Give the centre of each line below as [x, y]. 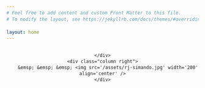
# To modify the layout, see [43, 19]
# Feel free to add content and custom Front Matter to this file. [94, 13]
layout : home [23, 32]
